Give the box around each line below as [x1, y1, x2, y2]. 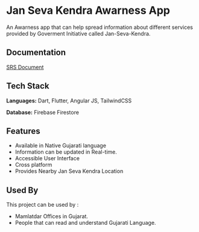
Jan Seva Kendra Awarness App [6, 4, 171, 17]
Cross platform [14, 161, 52, 169]
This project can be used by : [6, 201, 79, 208]
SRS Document [6, 63, 44, 71]
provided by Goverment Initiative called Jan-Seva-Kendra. [6, 30, 151, 37]
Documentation [6, 48, 66, 58]
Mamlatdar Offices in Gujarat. [14, 213, 89, 220]
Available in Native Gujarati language [14, 142, 107, 149]
